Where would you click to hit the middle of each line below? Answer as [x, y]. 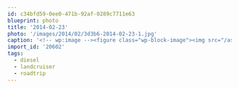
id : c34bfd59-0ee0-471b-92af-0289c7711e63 [71, 14]
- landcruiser [34, 67]
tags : [15, 54]
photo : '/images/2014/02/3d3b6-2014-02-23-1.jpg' [83, 34]
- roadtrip [30, 73]
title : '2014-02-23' [38, 27]
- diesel [27, 60]
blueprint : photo [33, 21]
